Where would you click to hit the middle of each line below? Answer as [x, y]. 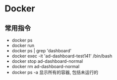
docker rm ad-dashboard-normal [46, 66]
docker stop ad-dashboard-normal [47, 61]
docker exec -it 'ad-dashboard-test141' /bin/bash [62, 56]
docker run [23, 45]
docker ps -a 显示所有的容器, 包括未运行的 [55, 72]
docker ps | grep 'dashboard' [42, 51]
